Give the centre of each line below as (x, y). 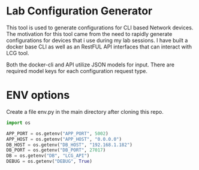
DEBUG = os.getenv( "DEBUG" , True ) (49, 162)
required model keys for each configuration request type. (77, 71)
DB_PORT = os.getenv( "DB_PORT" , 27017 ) (56, 150)
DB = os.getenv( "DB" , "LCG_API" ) (48, 156)
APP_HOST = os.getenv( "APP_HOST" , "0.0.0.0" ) (64, 139)
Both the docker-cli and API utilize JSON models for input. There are (91, 65)
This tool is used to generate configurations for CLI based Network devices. (100, 28)
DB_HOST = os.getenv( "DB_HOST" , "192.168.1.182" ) (70, 145)
